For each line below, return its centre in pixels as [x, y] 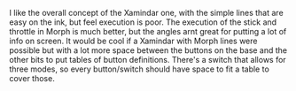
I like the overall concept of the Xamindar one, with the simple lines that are [146, 13]
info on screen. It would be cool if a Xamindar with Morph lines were [133, 41]
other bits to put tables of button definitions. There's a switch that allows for [148, 60]
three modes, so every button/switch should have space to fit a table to [140, 69]
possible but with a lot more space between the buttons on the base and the [148, 50]
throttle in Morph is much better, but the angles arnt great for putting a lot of [148, 31]
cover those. [32, 78]
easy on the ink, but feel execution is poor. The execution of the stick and [143, 22]
